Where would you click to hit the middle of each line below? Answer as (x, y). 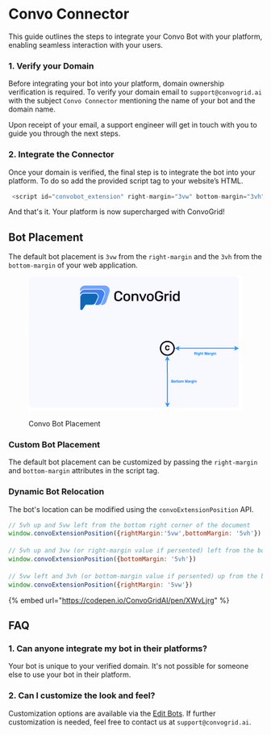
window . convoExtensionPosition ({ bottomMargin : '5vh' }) (102, 559)
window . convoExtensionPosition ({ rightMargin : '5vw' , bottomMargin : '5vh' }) (135, 534)
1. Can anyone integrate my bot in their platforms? (108, 649)
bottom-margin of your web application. (73, 265)
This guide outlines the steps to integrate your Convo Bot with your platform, (135, 36)
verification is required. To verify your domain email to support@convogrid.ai (135, 92)
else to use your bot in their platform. (70, 674)
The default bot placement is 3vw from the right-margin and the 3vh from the (135, 257)
